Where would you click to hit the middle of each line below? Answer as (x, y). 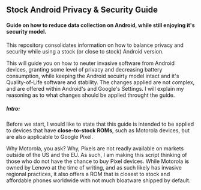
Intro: (13, 109)
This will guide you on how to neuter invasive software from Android (91, 63)
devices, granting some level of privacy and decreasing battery (84, 69)
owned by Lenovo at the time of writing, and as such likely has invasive (94, 167)
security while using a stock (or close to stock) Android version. (85, 51)
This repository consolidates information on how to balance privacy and (95, 45)
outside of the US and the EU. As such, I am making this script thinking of (97, 155)
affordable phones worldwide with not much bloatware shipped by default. (98, 180)
